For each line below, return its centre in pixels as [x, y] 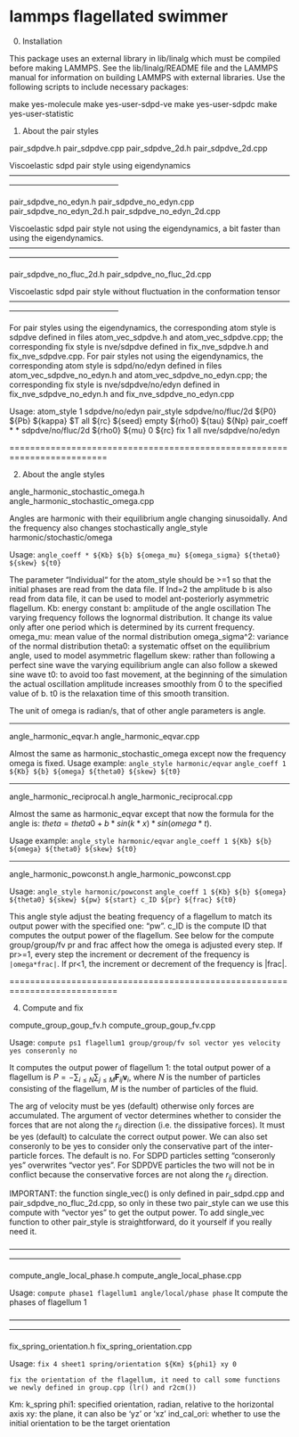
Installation [42, 41]
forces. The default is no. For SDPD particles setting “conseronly [157, 1155]
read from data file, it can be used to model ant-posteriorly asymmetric [139, 599]
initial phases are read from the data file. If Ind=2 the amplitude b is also [141, 589]
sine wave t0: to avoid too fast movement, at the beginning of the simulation [148, 674]
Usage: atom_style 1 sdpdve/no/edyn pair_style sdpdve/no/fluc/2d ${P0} [143, 411]
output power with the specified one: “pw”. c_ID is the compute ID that [138, 926]
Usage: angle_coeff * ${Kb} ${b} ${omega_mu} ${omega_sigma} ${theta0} [145, 554]
